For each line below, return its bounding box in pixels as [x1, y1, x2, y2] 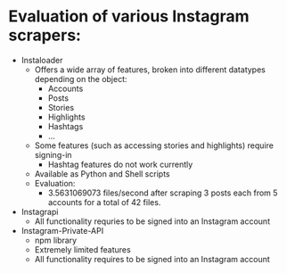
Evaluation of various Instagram [8, 6, 250, 27]
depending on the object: [34, 73, 127, 84]
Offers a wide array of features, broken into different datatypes [34, 64, 266, 75]
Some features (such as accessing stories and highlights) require [34, 140, 274, 151]
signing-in [34, 149, 72, 160]
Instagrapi [20, 206, 59, 217]
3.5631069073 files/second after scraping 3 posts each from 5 [47, 187, 278, 198]
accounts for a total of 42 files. [47, 196, 161, 207]
